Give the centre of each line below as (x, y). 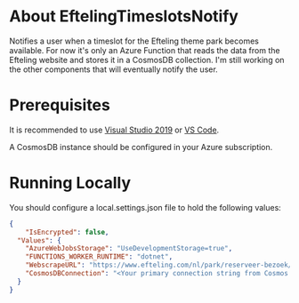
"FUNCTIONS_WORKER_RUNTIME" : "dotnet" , (99, 257)
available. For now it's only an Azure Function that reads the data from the (145, 50)
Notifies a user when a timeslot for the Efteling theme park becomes (134, 41)
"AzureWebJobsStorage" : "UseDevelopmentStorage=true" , (129, 249)
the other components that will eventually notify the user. (113, 69)
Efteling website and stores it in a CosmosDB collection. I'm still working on (147, 60)
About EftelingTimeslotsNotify (124, 16)
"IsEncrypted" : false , (67, 232)
